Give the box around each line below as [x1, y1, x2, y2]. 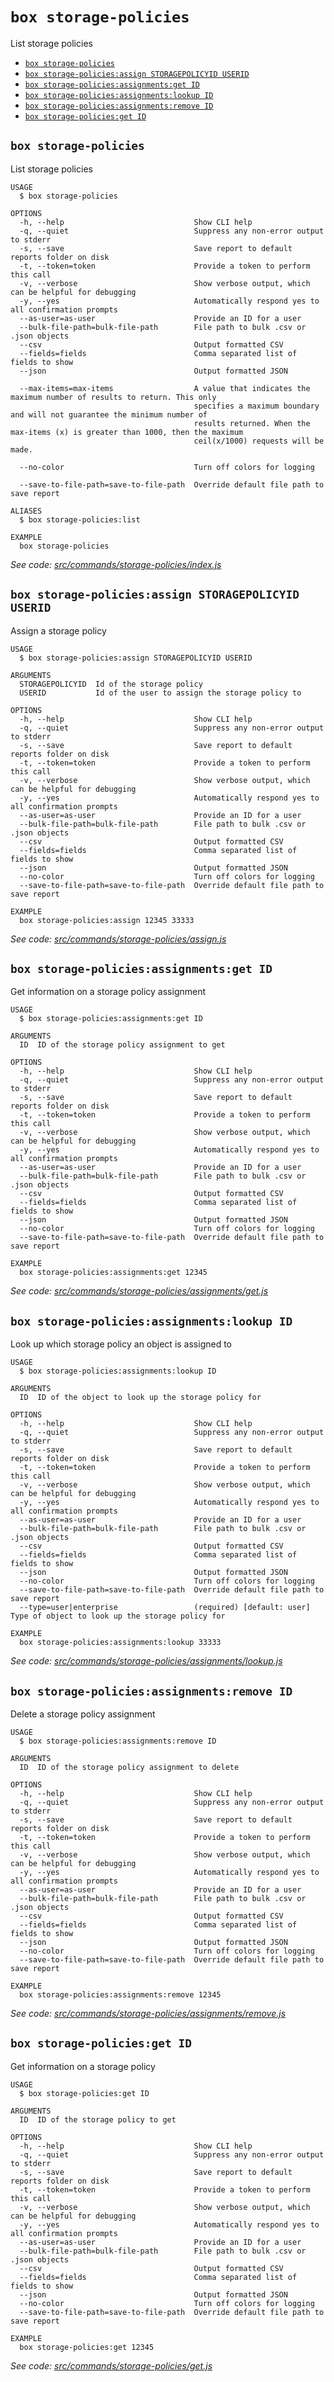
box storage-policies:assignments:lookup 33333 [19, 1638, 222, 1648]
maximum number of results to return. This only [10, 392, 217, 402]
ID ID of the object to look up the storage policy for [19, 1393, 262, 1403]
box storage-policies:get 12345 [19, 2342, 155, 2352]
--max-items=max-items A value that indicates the [19, 383, 311, 393]
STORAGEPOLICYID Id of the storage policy [19, 679, 203, 689]
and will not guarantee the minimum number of [10, 409, 208, 420]
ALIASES [10, 506, 43, 516]
